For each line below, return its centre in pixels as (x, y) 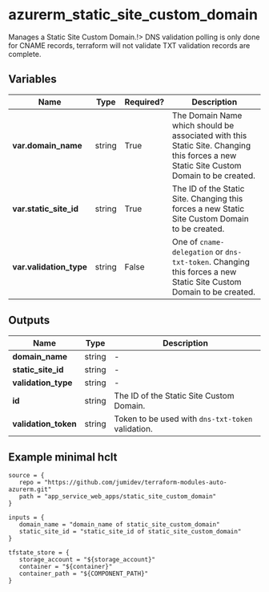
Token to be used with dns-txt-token (183, 419)
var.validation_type (50, 266)
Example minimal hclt (63, 457)
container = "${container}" (66, 567)
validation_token (45, 424)
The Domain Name (207, 116)
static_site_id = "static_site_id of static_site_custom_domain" (130, 532)
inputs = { (26, 518)
